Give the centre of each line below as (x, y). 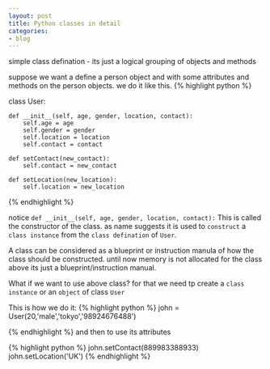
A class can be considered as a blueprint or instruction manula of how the (131, 251)
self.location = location (67, 138)
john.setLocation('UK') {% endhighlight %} (80, 356)
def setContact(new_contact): (59, 159)
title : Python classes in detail (65, 23)
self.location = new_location (74, 187)
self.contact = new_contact (70, 166)
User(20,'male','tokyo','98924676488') (72, 316)
